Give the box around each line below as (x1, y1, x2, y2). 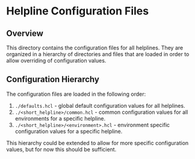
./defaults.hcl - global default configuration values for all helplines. (14, 102, 185, 109)
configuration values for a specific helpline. (14, 128, 123, 135)
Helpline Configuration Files (6, 4, 149, 18)
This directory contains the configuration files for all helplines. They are (6, 44, 184, 51)
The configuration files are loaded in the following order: (6, 90, 146, 98)
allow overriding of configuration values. (6, 57, 107, 64)
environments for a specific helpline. (14, 114, 106, 122)
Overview (6, 28, 44, 39)
